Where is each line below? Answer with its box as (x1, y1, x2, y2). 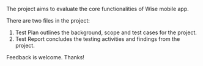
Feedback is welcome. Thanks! (6, 54, 84, 61)
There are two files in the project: (6, 17, 90, 24)
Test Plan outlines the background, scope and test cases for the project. (15, 29, 197, 36)
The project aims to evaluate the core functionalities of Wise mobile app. (6, 5, 190, 12)
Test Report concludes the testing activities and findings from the (15, 35, 180, 42)
